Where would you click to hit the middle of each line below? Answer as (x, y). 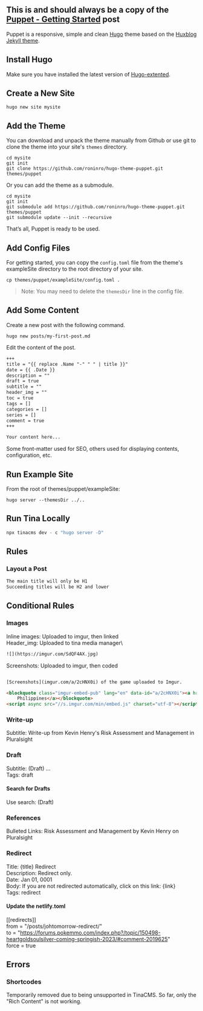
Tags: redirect (24, 892)
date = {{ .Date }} (31, 370)
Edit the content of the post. (41, 347)
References (24, 817)
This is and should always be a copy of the (88, 10)
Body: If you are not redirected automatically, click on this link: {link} (91, 886)
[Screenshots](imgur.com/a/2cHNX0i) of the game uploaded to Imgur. (94, 682)
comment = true (25, 421)
